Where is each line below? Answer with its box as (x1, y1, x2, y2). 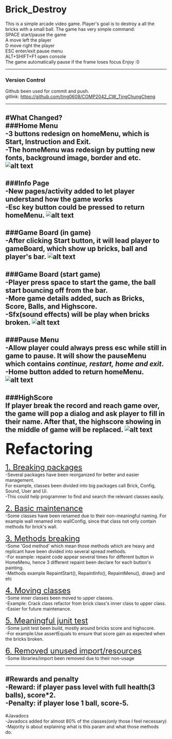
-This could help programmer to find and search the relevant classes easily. (5, 494, 165, 499)
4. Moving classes (5, 585, 71, 595)
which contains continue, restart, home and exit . (5, 359, 164, 368)
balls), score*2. (5, 691, 56, 699)
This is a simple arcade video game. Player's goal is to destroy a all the (5, 21, 155, 27)
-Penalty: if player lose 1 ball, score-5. (5, 699, 129, 708)
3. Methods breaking (5, 534, 80, 543)
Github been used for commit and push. (5, 88, 90, 94)
